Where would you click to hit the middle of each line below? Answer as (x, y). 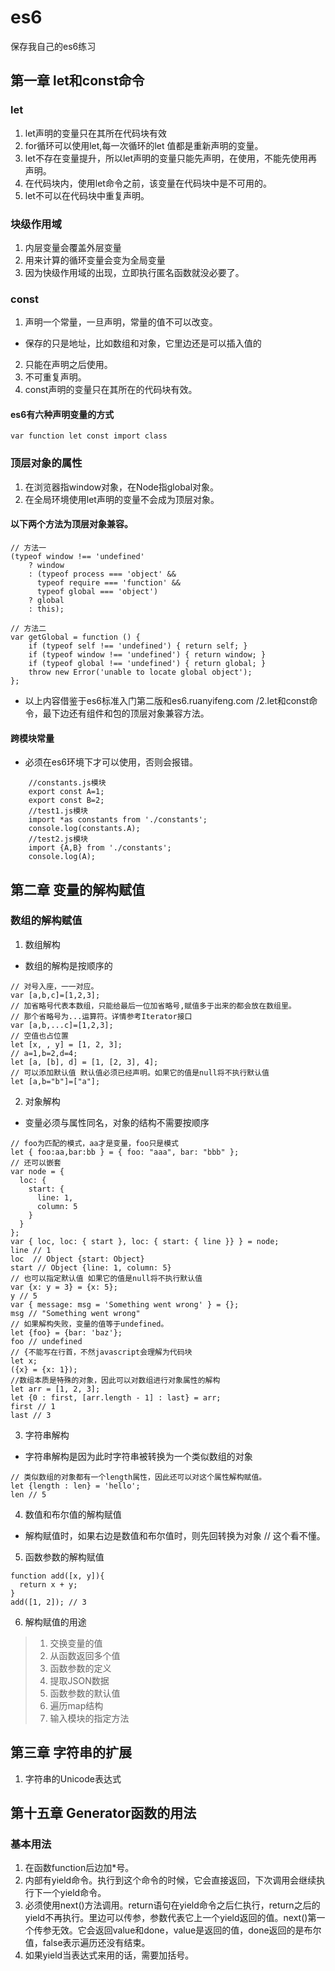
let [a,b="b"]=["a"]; (55, 1081)
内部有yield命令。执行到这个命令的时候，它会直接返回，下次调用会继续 (170, 1880)
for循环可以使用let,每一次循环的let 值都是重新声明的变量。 (144, 145)
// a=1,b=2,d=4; (44, 1053)
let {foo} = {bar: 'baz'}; (66, 1332)
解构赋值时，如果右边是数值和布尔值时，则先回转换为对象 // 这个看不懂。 (175, 1535)
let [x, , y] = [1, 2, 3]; (66, 1044)
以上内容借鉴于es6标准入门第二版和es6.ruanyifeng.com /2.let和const (167, 700)
